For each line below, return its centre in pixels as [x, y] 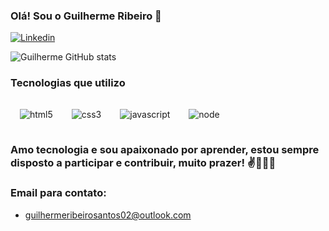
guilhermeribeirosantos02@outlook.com [108, 215]
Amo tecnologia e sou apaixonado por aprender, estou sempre [165, 149]
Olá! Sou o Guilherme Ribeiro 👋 [86, 16]
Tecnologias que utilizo [68, 83]
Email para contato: [58, 193]
